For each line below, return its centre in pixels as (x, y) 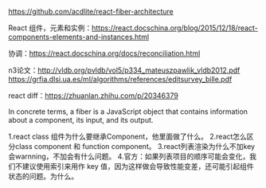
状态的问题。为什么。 (43, 176)
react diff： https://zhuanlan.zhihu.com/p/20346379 (94, 96)
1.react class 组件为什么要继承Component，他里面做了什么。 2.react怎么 (127, 136)
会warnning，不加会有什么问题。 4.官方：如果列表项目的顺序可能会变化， (129, 156)
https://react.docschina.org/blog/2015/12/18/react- (175, 28)
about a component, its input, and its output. (81, 120)
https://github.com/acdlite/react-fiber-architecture (91, 12)
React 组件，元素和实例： (50, 28)
